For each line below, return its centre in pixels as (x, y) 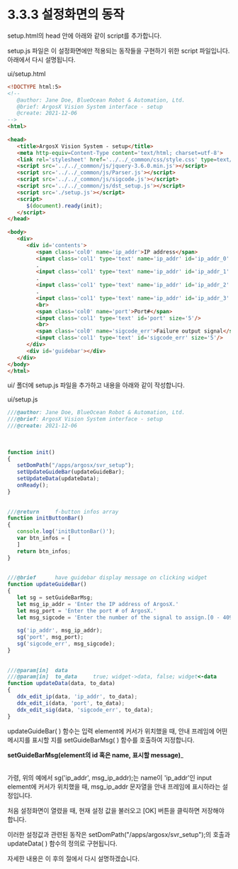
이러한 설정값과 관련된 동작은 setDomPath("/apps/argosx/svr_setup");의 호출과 (119, 834)
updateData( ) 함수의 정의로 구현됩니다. (63, 843)
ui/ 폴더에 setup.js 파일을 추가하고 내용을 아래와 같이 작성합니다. (96, 385)
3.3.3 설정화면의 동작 (66, 15)
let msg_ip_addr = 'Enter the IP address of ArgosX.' (98, 604)
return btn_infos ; (44, 551)
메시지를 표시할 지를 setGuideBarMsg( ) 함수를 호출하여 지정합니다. (101, 740)
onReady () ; (33, 485)
